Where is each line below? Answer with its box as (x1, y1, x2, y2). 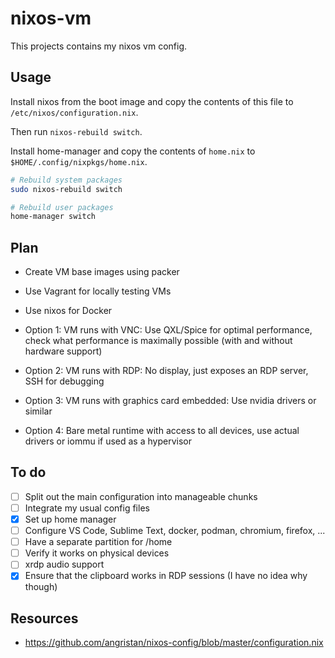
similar (24, 405, 53, 417)
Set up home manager (24, 513, 117, 525)
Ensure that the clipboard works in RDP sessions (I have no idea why (24, 570, 308, 582)
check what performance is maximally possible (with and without (24, 335, 293, 347)
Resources (10, 610, 79, 627)
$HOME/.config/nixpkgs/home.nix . (10, 155, 148, 167)
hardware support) (24, 345, 103, 357)
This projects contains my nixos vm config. (10, 40, 188, 52)
